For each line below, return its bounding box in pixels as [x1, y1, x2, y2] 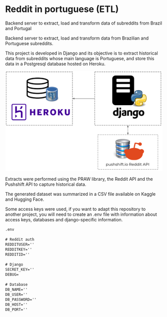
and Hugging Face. [5, 196, 44, 202]
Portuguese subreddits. [5, 40, 53, 46]
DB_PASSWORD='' [5, 297, 37, 302]
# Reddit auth [5, 237, 35, 242]
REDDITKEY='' [5, 247, 32, 252]
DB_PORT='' [5, 307, 28, 312]
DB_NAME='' [5, 287, 28, 292]
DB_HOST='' [5, 302, 28, 307]
